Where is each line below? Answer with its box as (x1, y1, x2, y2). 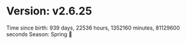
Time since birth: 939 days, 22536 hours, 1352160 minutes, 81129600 (6, 24, 180, 31)
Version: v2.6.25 (6, 4, 92, 18)
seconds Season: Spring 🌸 (6, 30, 73, 37)
